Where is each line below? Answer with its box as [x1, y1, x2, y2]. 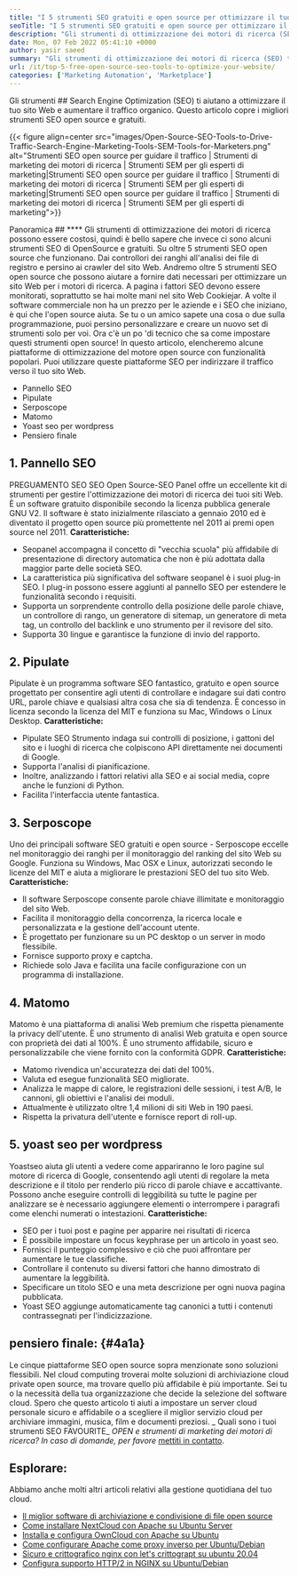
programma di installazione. [21, 969, 124, 980]
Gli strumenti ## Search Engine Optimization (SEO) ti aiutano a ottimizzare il [9, 95, 286, 106]
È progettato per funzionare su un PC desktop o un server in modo [21, 932, 266, 943]
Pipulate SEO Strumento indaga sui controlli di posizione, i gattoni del [21, 733, 275, 744]
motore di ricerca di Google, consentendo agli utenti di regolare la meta [9, 1170, 270, 1181]
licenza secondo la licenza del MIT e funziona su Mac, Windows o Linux [9, 706, 272, 717]
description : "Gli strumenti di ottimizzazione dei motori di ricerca [9, 29, 276, 38]
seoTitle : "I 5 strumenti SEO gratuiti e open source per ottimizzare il [9, 21, 288, 30]
